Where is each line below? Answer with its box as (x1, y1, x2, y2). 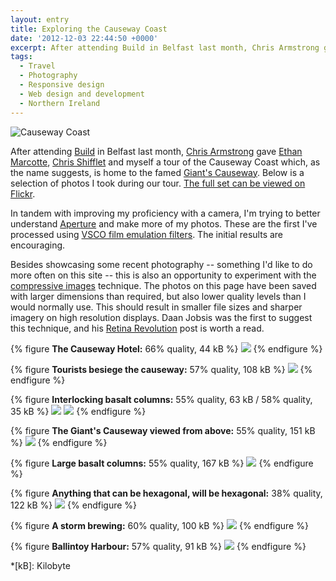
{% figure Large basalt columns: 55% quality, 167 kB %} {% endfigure (10, 457, 314, 469)
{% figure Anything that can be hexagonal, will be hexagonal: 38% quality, (10, 487, 323, 499)
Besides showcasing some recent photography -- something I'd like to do (10, 258, 313, 270)
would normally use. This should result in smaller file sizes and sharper (10, 301, 303, 313)
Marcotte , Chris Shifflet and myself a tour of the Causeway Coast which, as (10, 156, 321, 168)
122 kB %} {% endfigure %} (10, 499, 138, 511)
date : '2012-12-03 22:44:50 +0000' (10, 33, 159, 43)
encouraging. (10, 239, 66, 251)
